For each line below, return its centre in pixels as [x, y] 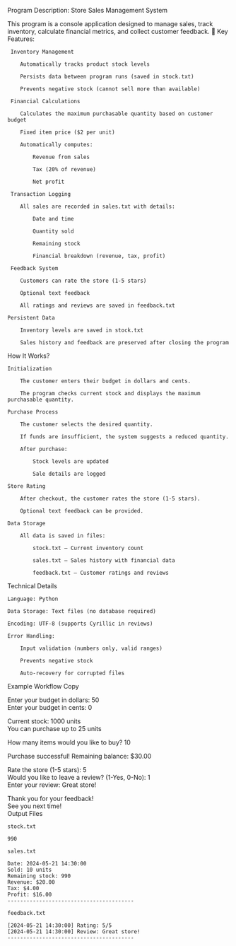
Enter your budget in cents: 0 [50, 707]
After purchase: [44, 449]
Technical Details [33, 586]
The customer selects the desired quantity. [87, 424]
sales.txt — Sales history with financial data [104, 561]
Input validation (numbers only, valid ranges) [91, 648]
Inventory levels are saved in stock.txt [82, 330]
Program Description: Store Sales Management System [88, 10]
